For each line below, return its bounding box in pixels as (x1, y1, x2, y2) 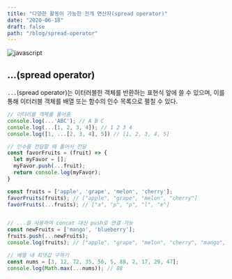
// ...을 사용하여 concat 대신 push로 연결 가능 (7, 220, 134, 227)
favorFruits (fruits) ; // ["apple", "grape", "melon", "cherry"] (7, 195, 198, 202)
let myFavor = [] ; (13, 156, 68, 163)
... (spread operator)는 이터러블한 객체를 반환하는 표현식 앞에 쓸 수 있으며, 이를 (7, 89, 225, 97)
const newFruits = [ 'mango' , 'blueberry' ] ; (7, 226, 136, 234)
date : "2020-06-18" (7, 17, 64, 24)
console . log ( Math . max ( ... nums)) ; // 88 (7, 264, 123, 272)
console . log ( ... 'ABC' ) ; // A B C (7, 117, 105, 124)
